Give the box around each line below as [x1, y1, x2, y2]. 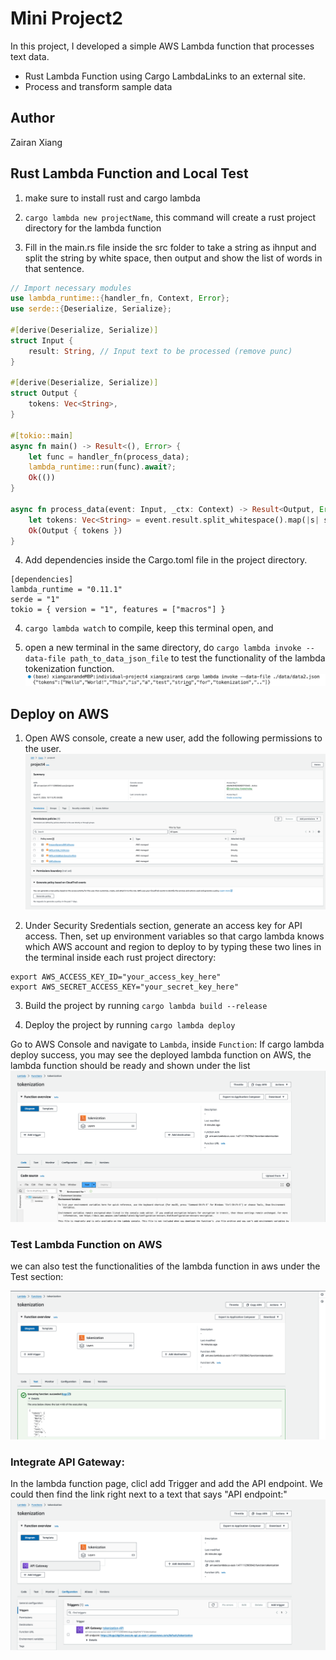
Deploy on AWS [10, 705, 110, 722]
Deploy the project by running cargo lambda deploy [24, 1018, 236, 1031]
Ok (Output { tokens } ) [28, 525, 123, 536]
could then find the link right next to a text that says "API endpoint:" [10, 1488, 288, 1500]
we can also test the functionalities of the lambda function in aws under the [10, 1260, 321, 1272]
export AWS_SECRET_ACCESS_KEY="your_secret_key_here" [10, 982, 240, 992]
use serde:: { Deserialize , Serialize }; [10, 304, 172, 314]
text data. [10, 50, 50, 62]
